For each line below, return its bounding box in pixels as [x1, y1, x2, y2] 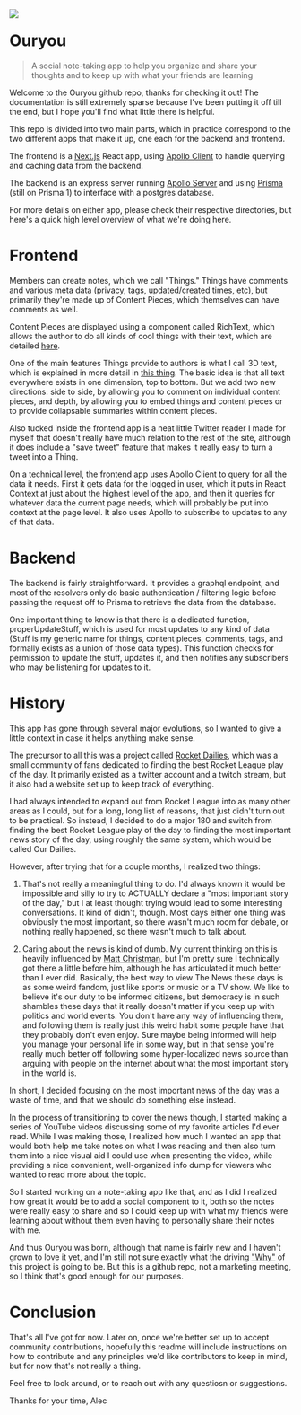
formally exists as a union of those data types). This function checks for [9, 642, 275, 654]
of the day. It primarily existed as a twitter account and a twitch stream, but [9, 769, 287, 779]
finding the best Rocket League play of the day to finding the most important [9, 824, 291, 835]
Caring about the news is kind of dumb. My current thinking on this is [21, 943, 278, 954]
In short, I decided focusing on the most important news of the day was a [9, 1085, 279, 1095]
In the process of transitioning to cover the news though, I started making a [9, 1112, 288, 1122]
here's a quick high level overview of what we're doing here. [9, 214, 232, 224]
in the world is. [21, 1068, 78, 1078]
